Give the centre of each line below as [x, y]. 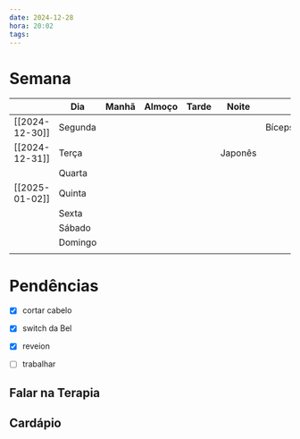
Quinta [72, 193]
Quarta [73, 173]
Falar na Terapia [55, 393]
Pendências [54, 286]
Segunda [77, 128]
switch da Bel [47, 328]
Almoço [161, 106]
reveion [36, 346]
